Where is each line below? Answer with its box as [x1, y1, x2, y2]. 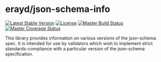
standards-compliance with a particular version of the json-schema [5, 45, 145, 51]
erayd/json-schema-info [5, 3, 111, 15]
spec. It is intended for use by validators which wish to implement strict [5, 40, 153, 46]
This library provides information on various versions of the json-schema [5, 35, 156, 41]
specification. [5, 51, 34, 57]
